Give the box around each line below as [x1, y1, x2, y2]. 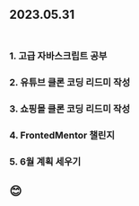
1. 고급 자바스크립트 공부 [9, 49, 108, 62]
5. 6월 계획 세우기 [9, 156, 82, 167]
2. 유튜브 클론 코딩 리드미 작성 [9, 76, 131, 89]
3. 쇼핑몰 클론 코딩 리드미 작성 [9, 103, 131, 115]
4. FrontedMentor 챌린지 [9, 130, 115, 142]
